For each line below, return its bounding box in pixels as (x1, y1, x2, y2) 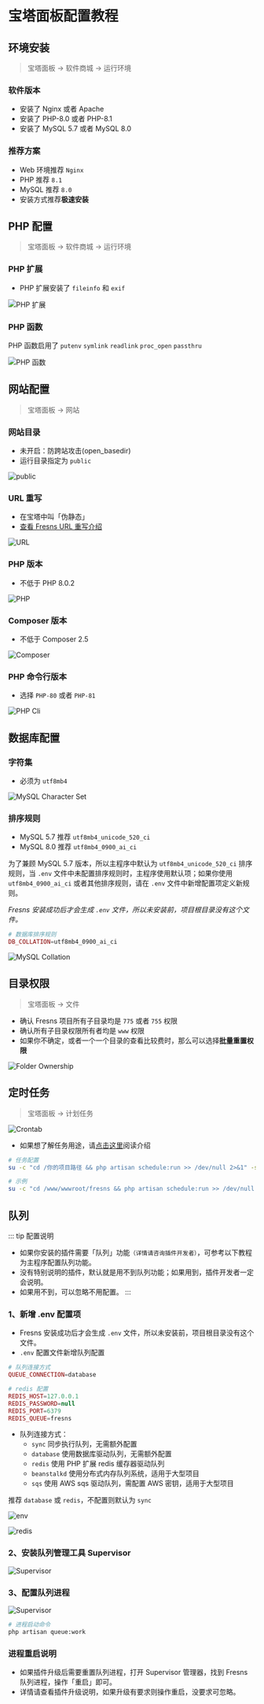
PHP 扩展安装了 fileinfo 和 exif (19, 283, 126, 292)
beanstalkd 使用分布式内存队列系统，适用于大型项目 (31, 1469, 200, 1478)
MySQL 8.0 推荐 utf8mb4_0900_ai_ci (19, 842, 137, 852)
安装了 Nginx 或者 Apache (19, 104, 104, 114)
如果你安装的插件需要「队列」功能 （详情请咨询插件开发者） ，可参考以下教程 (19, 1248, 253, 1257)
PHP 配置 (8, 220, 53, 233)
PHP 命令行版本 (8, 671, 68, 682)
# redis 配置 (8, 1385, 49, 1393)
